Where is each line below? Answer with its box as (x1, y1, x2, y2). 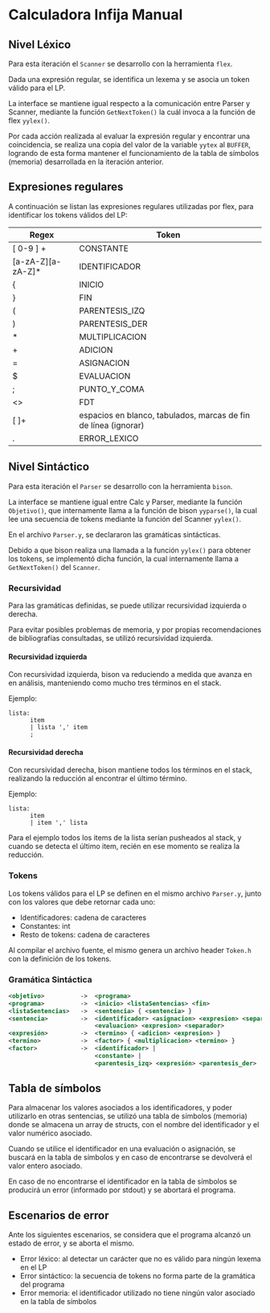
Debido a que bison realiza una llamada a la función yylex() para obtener (8, 545, 252, 555)
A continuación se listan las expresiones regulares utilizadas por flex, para (8, 201, 254, 211)
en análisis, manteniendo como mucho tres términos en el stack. (8, 678, 222, 688)
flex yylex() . (8, 116, 51, 125)
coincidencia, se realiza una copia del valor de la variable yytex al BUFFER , (8, 140, 252, 150)
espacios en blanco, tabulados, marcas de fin (79, 409, 251, 421)
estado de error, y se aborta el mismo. (8, 1238, 135, 1248)
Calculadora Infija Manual (8, 6, 183, 24)
